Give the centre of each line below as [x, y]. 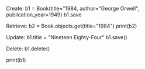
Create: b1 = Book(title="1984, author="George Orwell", [72, 8]
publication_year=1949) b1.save [44, 15]
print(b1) [16, 60]
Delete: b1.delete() [28, 49]
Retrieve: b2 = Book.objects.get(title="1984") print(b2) [72, 26]
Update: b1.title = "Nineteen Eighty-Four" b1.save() [67, 37]
